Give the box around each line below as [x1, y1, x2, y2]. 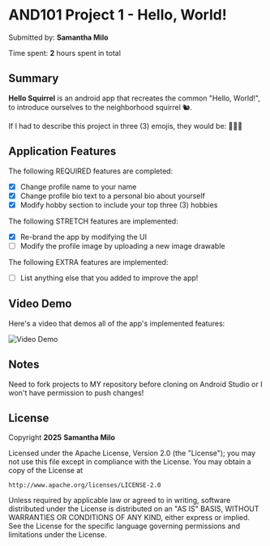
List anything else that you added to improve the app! [19, 273, 199, 283]
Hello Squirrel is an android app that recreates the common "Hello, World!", [8, 93, 261, 103]
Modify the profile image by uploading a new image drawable [19, 241, 225, 250]
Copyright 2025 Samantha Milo [8, 433, 116, 442]
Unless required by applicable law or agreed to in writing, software [8, 496, 231, 505]
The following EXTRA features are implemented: [8, 257, 169, 267]
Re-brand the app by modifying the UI [19, 232, 148, 241]
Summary [8, 71, 59, 86]
